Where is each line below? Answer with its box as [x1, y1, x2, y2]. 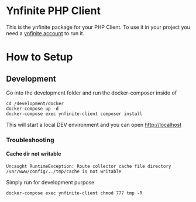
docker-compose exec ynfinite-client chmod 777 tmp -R [6, 190, 143, 196]
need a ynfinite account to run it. [6, 29, 85, 36]
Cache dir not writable [6, 150, 61, 157]
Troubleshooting [6, 136, 54, 144]
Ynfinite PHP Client [6, 4, 101, 18]
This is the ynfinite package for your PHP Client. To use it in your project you [6, 23, 190, 31]
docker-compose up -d [6, 106, 59, 112]
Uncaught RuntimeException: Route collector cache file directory [6, 163, 171, 170]
